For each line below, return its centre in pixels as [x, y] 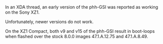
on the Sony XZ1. [22, 12]
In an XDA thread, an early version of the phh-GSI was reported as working [82, 7]
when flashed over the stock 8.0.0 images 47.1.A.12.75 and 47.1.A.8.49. [77, 36]
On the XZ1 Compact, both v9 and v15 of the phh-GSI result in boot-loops [80, 31]
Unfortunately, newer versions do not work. [50, 22]
